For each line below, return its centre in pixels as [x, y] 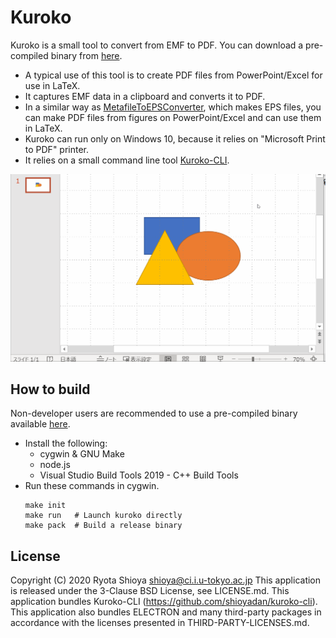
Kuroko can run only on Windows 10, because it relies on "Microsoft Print [175, 138]
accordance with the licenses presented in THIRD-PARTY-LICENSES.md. [160, 623]
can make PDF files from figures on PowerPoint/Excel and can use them [173, 117]
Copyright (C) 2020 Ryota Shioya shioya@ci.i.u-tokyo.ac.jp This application [166, 580]
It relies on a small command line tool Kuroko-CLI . [127, 160]
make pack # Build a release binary [103, 526]
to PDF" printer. [57, 149]
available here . [40, 424]
